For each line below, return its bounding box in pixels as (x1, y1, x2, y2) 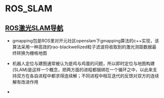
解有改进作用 (12, 79, 38, 85)
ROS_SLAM (5, 3, 53, 14)
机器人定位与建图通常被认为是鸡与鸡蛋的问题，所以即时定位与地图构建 (12, 61, 155, 66)
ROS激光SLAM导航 (5, 24, 64, 32)
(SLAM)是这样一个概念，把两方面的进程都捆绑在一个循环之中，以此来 (12, 67, 153, 72)
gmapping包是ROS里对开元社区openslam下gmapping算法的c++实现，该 (12, 38, 159, 43)
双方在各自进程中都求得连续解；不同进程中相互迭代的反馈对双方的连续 (16, 73, 159, 79)
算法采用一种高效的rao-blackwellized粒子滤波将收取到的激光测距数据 (12, 44, 153, 50)
